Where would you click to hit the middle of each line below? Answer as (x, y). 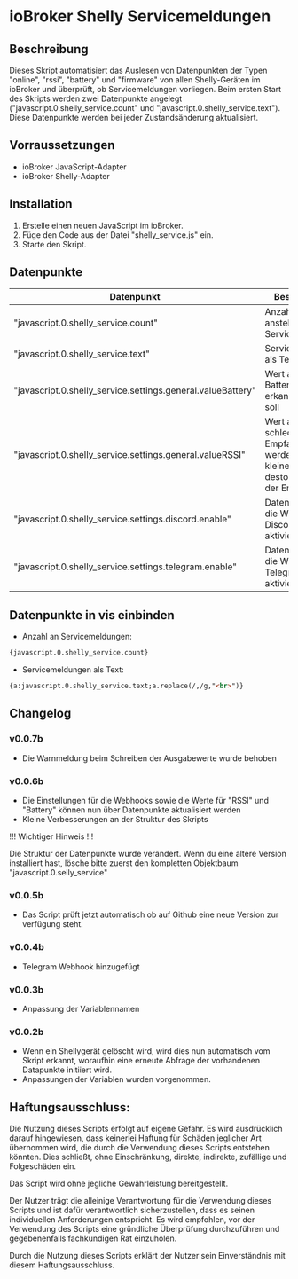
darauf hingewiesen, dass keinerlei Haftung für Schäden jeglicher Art (135, 1138)
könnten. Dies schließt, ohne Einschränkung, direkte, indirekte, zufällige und (148, 1157)
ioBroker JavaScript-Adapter (74, 167)
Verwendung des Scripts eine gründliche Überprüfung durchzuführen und (145, 1228)
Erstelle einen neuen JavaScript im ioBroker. (102, 225)
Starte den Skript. (54, 244)
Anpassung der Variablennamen (81, 1008)
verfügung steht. (53, 924)
